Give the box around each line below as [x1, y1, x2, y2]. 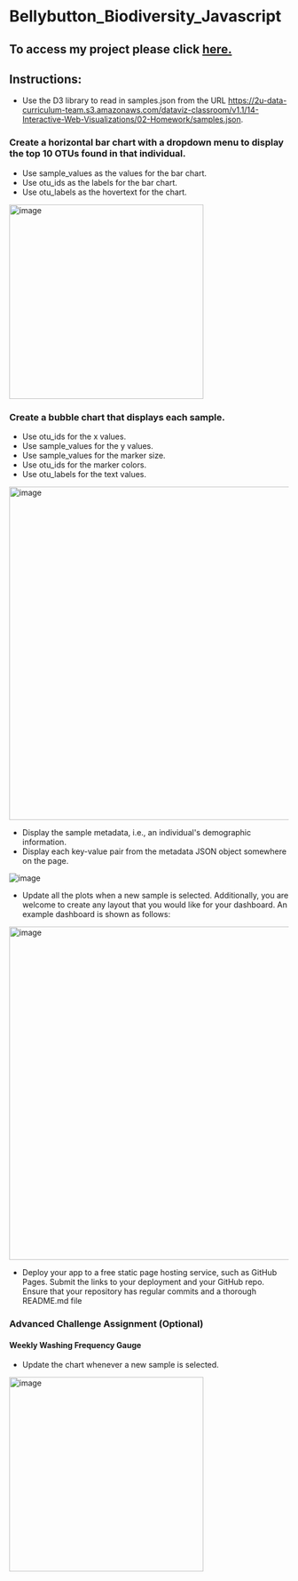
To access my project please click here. [9, 42, 232, 57]
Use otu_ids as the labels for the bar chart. [21, 177, 177, 188]
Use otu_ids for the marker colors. [21, 459, 147, 470]
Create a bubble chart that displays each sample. [9, 411, 225, 423]
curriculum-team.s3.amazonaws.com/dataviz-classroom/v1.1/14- [21, 105, 259, 116]
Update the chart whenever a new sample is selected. [21, 1360, 219, 1370]
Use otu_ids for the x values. [21, 431, 127, 442]
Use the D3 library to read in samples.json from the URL [21, 95, 226, 106]
